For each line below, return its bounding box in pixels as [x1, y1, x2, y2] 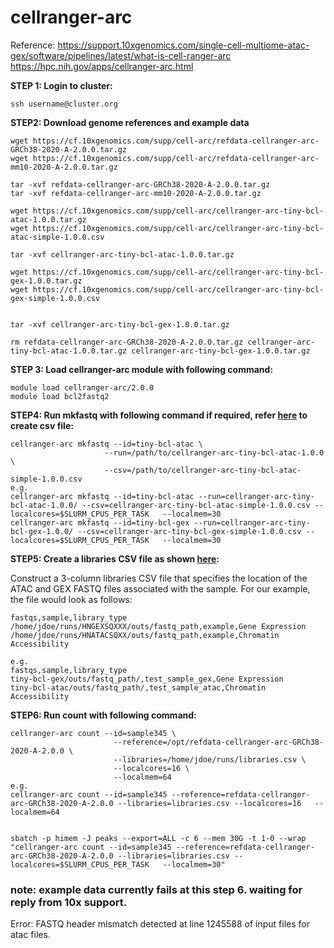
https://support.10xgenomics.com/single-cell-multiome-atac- [57, 39, 310, 51]
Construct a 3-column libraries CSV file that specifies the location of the [10, 572, 308, 584]
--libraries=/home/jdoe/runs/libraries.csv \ [113, 754, 307, 765]
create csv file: [10, 419, 74, 431]
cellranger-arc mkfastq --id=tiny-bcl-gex [10, 517, 190, 528]
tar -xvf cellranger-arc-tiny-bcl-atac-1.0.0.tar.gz [10, 249, 235, 260]
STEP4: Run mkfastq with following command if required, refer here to [10, 409, 308, 421]
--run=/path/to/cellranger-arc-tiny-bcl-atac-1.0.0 [104, 447, 325, 458]
